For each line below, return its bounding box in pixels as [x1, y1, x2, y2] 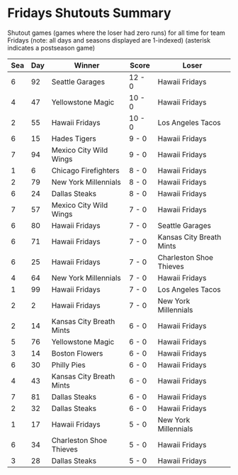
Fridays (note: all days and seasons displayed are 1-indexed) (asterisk [7, 36, 211, 44]
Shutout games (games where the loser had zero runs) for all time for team [7, 28, 225, 37]
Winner [74, 60, 100, 70]
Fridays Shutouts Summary [7, 5, 171, 21]
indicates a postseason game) [7, 43, 96, 52]
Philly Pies [51, 360, 86, 370]
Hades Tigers [51, 133, 97, 143]
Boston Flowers [51, 348, 103, 358]
